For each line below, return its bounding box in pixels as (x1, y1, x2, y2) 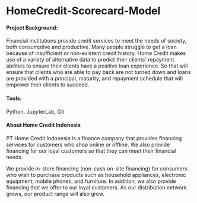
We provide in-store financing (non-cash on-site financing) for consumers (6, 165, 188, 172)
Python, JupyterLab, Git (6, 108, 64, 115)
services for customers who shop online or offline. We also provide (6, 141, 170, 148)
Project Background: (6, 24, 58, 31)
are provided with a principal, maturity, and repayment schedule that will (6, 75, 183, 82)
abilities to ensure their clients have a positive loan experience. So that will (6, 62, 188, 69)
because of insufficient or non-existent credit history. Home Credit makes (6, 50, 186, 57)
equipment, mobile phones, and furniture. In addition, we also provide (6, 178, 176, 185)
